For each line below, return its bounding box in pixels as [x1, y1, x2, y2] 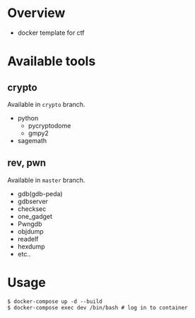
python [17, 113, 39, 122]
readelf [17, 234, 39, 243]
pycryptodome [28, 121, 71, 130]
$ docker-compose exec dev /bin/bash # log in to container [7, 304, 189, 311]
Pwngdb [17, 220, 42, 228]
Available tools [7, 53, 96, 69]
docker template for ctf [17, 28, 85, 37]
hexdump [17, 242, 45, 251]
